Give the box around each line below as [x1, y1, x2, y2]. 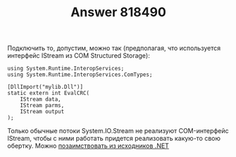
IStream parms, [20, 102, 65, 109]
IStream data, [20, 96, 61, 103]
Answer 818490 [70, 4, 167, 20]
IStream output [20, 108, 65, 115]
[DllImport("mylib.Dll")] [7, 84, 83, 91]
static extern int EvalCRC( [7, 89, 90, 97]
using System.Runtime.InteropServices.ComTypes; [7, 71, 153, 78]
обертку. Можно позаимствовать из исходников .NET [7, 142, 169, 150]
